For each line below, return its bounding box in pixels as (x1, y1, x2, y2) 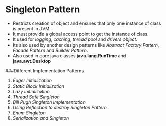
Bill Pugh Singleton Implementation (12, 99, 86, 105)
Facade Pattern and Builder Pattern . (12, 47, 88, 53)
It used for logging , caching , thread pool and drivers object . (12, 36, 138, 43)
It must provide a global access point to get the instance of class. (12, 31, 149, 37)
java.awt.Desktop (12, 58, 51, 64)
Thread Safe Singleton (12, 94, 60, 100)
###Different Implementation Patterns (5, 67, 85, 74)
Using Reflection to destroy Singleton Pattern (12, 104, 107, 110)
